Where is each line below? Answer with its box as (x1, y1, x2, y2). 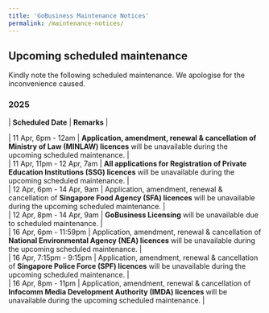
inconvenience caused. (8, 79, 86, 89)
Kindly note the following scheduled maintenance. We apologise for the (8, 70, 246, 80)
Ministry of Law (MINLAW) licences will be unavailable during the (8, 142, 228, 151)
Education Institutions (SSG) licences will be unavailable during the (8, 167, 235, 177)
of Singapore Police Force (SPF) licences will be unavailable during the (8, 261, 246, 270)
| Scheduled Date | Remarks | (8, 117, 109, 127)
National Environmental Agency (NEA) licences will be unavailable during (8, 235, 256, 245)
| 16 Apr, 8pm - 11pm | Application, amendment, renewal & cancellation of (8, 278, 251, 288)
